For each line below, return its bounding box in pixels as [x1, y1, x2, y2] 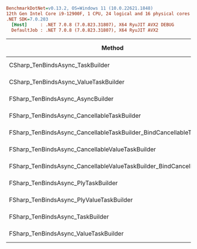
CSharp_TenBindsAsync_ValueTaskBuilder [9, 78, 125, 86]
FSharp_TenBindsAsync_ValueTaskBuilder [9, 230, 124, 238]
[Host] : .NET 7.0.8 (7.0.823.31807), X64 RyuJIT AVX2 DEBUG [11, 22, 175, 28]
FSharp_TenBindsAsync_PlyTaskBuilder [9, 179, 118, 187]
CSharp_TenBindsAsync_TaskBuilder [9, 61, 110, 69]
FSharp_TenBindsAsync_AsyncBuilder [9, 95, 114, 103]
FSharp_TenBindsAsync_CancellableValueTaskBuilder [9, 145, 157, 154]
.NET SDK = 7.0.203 [6, 16, 49, 22]
